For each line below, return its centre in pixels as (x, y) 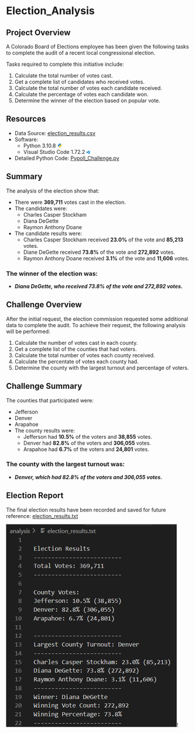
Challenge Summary (44, 386)
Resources (26, 119)
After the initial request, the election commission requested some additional (97, 319)
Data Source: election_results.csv (55, 133)
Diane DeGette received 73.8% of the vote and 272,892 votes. (99, 252)
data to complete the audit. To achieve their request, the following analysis (96, 325)
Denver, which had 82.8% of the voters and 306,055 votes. (88, 477)
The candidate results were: (48, 233)
